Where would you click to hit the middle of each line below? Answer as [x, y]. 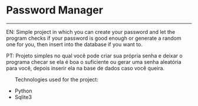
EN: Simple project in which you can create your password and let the [91, 32]
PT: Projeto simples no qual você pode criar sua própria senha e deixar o [94, 56]
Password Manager [55, 10]
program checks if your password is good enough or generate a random [94, 38]
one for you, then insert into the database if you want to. [74, 44]
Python [23, 91]
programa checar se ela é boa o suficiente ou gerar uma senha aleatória [94, 61]
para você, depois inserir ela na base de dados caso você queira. [85, 68]
